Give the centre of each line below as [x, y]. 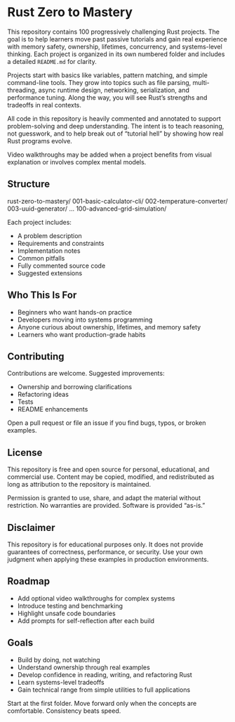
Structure [29, 184]
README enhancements [53, 409]
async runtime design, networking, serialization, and [114, 90]
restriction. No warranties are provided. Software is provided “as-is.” [106, 506]
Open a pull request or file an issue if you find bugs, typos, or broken [107, 423]
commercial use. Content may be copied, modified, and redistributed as [111, 477]
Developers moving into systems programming [85, 320]
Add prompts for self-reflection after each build [86, 621]
